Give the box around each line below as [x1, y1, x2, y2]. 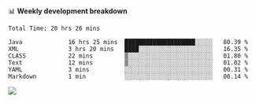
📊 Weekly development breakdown [8, 6, 128, 16]
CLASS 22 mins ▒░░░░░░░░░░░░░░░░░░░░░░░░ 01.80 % [8, 52, 248, 60]
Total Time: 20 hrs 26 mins [8, 24, 101, 32]
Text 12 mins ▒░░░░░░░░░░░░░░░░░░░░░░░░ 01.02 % [8, 59, 248, 67]
